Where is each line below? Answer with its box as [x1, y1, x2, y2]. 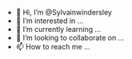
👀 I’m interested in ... [15, 16, 84, 26]
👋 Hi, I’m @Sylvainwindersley [15, 8, 112, 17]
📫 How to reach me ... [15, 42, 90, 51]
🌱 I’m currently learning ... [15, 25, 102, 33]
